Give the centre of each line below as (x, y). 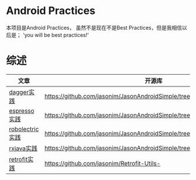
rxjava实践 (23, 148)
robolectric (24, 129)
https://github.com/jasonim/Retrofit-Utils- (103, 163)
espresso (22, 110)
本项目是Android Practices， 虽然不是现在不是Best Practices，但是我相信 (94, 27)
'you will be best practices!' (56, 35)
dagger (19, 92)
